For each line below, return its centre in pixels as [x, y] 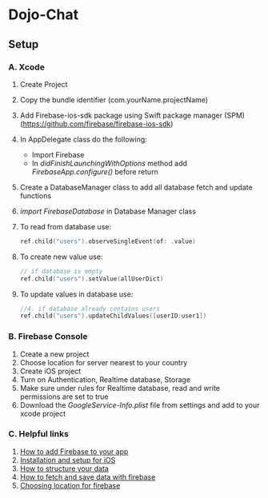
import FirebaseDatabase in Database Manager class [108, 211]
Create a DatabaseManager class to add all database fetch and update [136, 187]
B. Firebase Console [48, 337]
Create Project [44, 84]
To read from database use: [66, 226]
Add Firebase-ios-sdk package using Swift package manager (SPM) [132, 115]
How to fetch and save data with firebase [88, 476]
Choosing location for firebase [70, 485]
